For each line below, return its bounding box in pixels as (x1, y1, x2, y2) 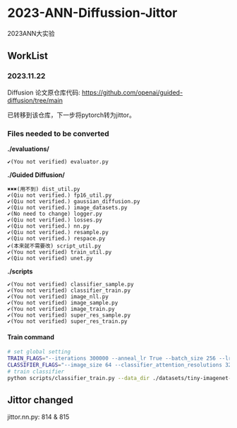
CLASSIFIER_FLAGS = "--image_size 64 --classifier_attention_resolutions (7, 361, 222, 368)
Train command (7, 333, 55, 341)
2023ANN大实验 (7, 29, 55, 37)
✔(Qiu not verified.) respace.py (7, 235, 106, 242)
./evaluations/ (7, 145, 49, 153)
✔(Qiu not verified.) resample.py (7, 228, 109, 236)
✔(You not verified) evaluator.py (7, 158, 109, 165)
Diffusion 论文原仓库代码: (7, 88, 81, 97)
